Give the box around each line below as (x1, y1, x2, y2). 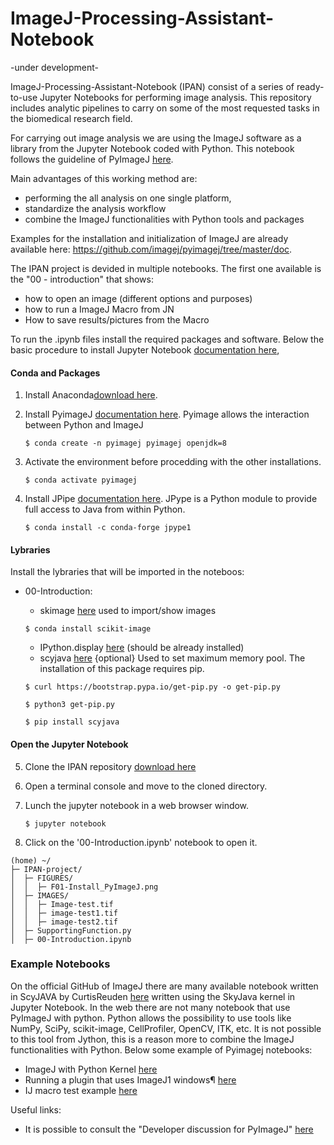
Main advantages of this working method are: (10, 172, 198, 184)
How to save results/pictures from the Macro (24, 313, 210, 326)
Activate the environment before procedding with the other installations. (24, 456, 322, 468)
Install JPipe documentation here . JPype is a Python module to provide (24, 493, 318, 505)
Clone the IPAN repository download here (24, 760, 197, 772)
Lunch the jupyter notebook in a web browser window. (24, 799, 250, 811)
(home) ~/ (10, 855, 52, 866)
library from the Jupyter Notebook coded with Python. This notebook (10, 142, 295, 154)
